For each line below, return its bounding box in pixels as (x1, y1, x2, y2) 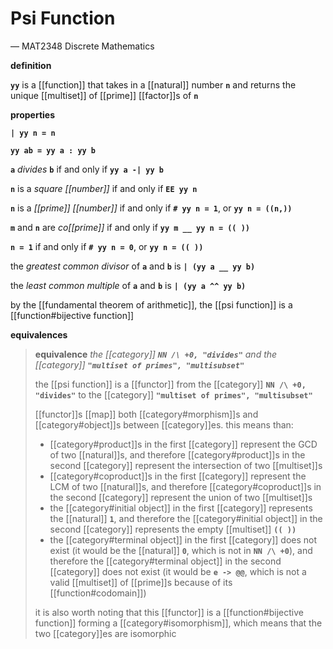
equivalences (10, 328, 68, 341)
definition (10, 59, 52, 71)
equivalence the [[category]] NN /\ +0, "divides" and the (34, 348, 278, 360)
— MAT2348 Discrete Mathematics (10, 40, 155, 52)
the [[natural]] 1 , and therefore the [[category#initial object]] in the (49, 512, 323, 524)
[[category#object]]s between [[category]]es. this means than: (34, 418, 294, 431)
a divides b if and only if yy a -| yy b (10, 163, 164, 175)
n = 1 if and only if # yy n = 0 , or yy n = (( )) (10, 240, 204, 252)
